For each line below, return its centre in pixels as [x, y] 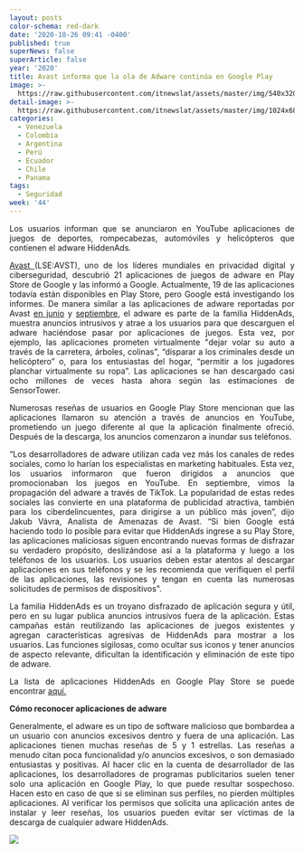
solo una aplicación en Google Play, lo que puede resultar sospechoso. [152, 783]
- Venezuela [40, 128]
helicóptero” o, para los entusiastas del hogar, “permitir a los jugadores [152, 361]
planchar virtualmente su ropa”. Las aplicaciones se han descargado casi [152, 371]
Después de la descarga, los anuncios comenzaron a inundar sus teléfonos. [151, 436]
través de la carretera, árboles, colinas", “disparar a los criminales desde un [152, 351]
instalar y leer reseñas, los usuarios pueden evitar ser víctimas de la [152, 812]
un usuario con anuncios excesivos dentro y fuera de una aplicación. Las [152, 735]
